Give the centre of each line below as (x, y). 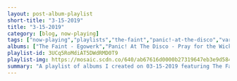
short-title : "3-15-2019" (45, 20)
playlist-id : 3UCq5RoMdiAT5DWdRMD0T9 (63, 54)
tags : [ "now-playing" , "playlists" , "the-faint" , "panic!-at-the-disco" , (113, 40)
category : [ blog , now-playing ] (53, 33)
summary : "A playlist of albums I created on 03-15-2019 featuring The (115, 66)
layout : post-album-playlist (50, 14)
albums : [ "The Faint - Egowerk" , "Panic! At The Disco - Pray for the (112, 46)
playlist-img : (28, 60)
